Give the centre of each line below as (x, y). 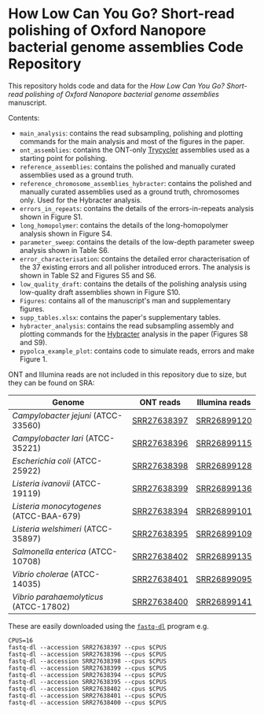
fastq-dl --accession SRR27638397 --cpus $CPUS (88, 647)
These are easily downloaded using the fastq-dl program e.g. (109, 626)
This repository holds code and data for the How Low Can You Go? (117, 86)
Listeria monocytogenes (57, 506)
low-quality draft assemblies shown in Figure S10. (100, 292)
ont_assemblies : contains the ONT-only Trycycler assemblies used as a (134, 150)
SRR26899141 (224, 601)
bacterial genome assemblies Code (126, 47)
